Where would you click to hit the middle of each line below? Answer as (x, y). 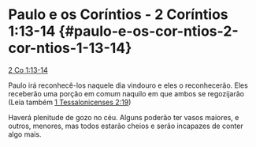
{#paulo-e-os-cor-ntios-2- (148, 31)
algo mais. (25, 134)
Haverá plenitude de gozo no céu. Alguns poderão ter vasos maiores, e (124, 117)
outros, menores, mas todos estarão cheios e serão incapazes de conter (126, 126)
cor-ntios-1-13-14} (70, 48)
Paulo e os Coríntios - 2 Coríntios (118, 15)
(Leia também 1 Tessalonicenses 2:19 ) (70, 102)
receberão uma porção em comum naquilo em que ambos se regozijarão (126, 93)
